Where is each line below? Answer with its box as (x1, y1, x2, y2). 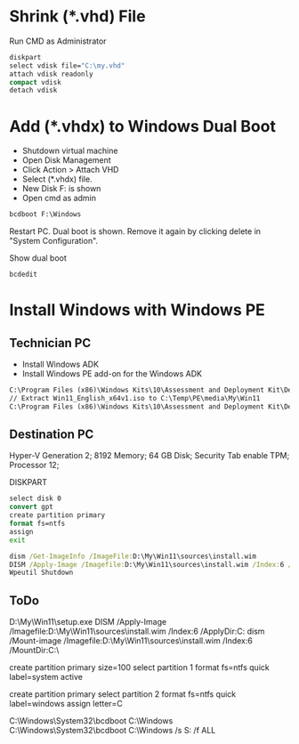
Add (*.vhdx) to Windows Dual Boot (9, 116, 276, 136)
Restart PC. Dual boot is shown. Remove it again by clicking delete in (9, 226, 261, 237)
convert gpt (9, 503, 53, 512)
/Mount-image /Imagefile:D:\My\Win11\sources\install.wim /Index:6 (9, 635, 254, 646)
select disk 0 (9, 494, 62, 504)
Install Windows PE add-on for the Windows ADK (21, 368, 203, 379)
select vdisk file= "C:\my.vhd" (9, 61, 125, 70)
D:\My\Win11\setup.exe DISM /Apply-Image (9, 617, 167, 627)
